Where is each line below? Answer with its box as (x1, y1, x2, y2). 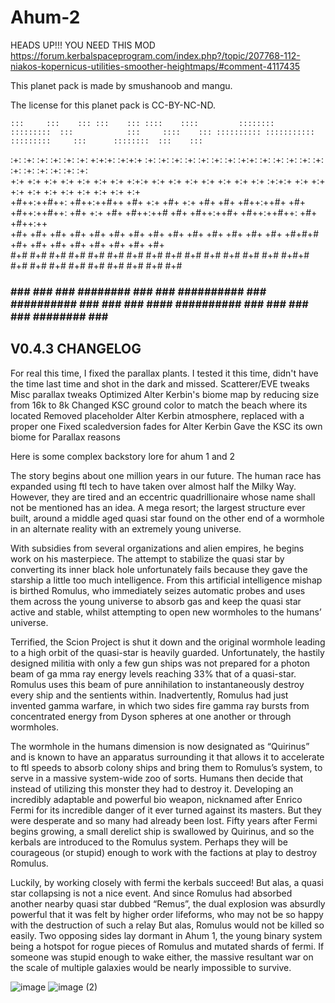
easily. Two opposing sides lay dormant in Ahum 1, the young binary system (10, 929, 323, 941)
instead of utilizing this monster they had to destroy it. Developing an (10, 782, 294, 795)
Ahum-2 (10, 6, 81, 29)
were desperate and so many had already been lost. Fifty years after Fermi (10, 814, 318, 826)
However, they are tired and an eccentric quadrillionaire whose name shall (10, 491, 316, 503)
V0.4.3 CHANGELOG (10, 341, 142, 358)
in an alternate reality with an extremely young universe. (10, 522, 242, 535)
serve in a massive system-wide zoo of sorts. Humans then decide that (10, 772, 304, 784)
